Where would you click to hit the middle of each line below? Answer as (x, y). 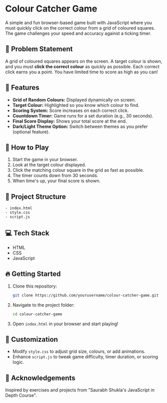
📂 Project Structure (36, 196)
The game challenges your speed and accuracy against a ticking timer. (78, 33)
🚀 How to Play (27, 147)
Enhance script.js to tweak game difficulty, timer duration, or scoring (85, 357)
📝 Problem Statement (39, 49)
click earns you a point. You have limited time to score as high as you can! (81, 72)
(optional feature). (31, 131)
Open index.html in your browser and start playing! (65, 324)
